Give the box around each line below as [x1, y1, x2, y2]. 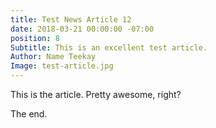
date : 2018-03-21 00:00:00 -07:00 [10, 24, 155, 34]
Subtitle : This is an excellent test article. [10, 42, 208, 53]
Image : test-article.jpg [10, 61, 114, 71]
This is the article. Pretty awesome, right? [10, 89, 182, 100]
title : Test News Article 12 [10, 14, 132, 25]
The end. [10, 108, 48, 120]
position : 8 [10, 33, 60, 43]
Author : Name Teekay [10, 52, 97, 62]
